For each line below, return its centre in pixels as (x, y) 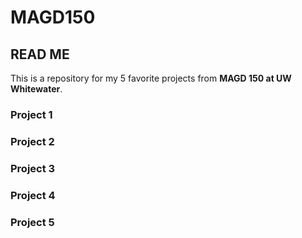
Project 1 (31, 114)
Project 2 (32, 141)
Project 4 (33, 195)
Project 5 (32, 222)
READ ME (40, 54)
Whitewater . (36, 89)
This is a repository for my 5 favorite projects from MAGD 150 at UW (151, 78)
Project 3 (33, 168)
